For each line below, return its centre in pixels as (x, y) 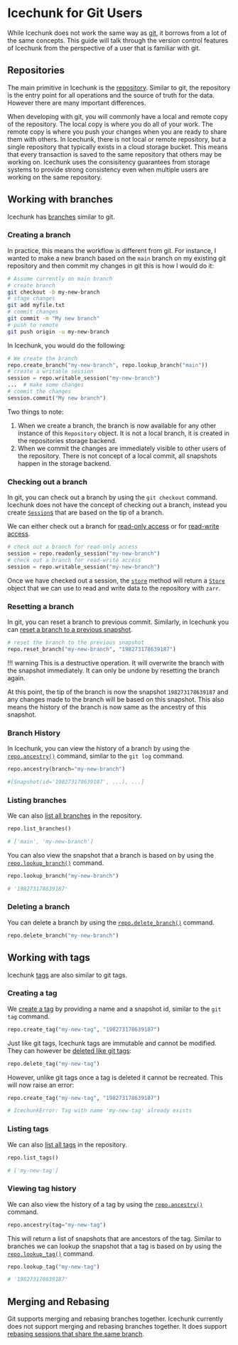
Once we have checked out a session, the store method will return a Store (116, 580)
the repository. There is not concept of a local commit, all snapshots (117, 456)
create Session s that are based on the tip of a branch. (86, 513)
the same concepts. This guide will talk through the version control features (118, 40)
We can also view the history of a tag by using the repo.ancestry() (105, 1204)
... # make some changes (45, 385)
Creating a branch (39, 235)
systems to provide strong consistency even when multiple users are (108, 170)
